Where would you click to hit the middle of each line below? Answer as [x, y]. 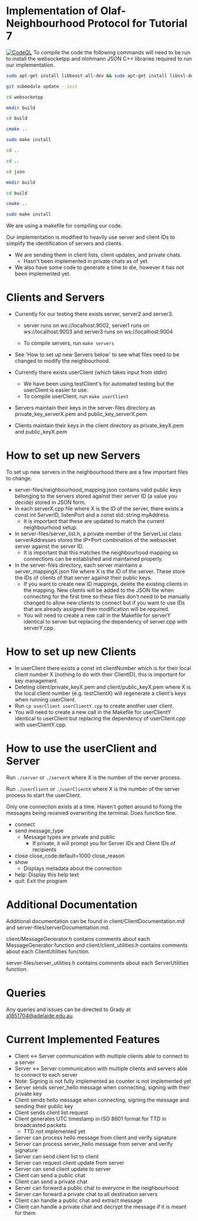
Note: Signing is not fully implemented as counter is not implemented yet [103, 1081]
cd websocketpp [25, 97]
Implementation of [52, 11]
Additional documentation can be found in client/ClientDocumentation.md [95, 921]
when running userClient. [45, 699]
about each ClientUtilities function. [48, 951]
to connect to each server [46, 1074]
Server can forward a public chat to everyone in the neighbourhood [96, 1188]
